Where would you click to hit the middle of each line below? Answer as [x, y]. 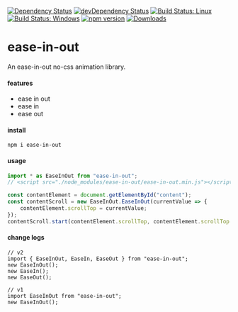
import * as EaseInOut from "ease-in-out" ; [73, 176]
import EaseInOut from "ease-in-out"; [64, 296]
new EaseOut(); [30, 277]
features [20, 83]
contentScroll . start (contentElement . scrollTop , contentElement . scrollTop [119, 221]
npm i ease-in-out [34, 145]
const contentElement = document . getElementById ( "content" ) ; [100, 195]
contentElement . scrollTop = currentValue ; [84, 208]
